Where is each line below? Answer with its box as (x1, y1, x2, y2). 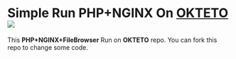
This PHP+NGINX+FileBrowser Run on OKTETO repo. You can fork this (7, 36, 218, 44)
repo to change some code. (7, 43, 89, 51)
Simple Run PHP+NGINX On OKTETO (7, 5, 229, 21)
